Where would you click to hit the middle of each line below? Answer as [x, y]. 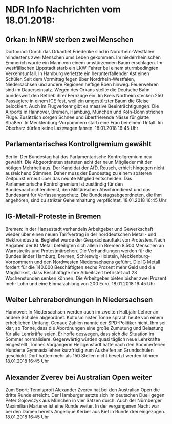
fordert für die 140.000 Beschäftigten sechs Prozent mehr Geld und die [80, 267]
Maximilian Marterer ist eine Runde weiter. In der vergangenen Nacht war [82, 406]
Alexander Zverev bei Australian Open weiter [79, 377]
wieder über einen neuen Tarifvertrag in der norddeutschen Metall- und [81, 234]
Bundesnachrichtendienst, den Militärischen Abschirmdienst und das [78, 189]
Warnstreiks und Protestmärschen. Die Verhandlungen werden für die [79, 251]
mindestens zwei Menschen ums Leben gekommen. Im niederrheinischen [83, 57]
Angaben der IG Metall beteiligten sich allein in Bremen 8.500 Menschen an [85, 245]
